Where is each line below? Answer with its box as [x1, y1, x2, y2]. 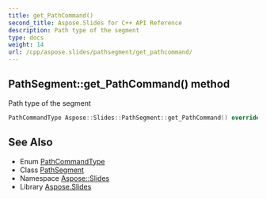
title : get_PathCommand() [8, 11, 93, 20]
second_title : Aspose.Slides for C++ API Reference [8, 19, 182, 27]
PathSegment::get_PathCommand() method [8, 77, 230, 91]
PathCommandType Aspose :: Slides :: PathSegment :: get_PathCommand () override [8, 114, 260, 122]
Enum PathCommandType [19, 156, 105, 166]
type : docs [8, 33, 44, 42]
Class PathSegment [19, 165, 85, 175]
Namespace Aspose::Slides [19, 173, 110, 182]
